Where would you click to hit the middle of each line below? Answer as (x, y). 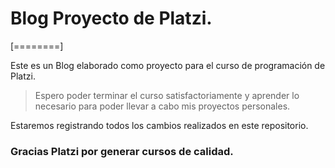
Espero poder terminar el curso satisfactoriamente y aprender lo (167, 95)
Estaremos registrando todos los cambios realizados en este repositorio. (159, 125)
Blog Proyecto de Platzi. (111, 18)
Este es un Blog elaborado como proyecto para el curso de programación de (168, 65)
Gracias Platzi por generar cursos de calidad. (122, 151)
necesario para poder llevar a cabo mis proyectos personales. (162, 106)
